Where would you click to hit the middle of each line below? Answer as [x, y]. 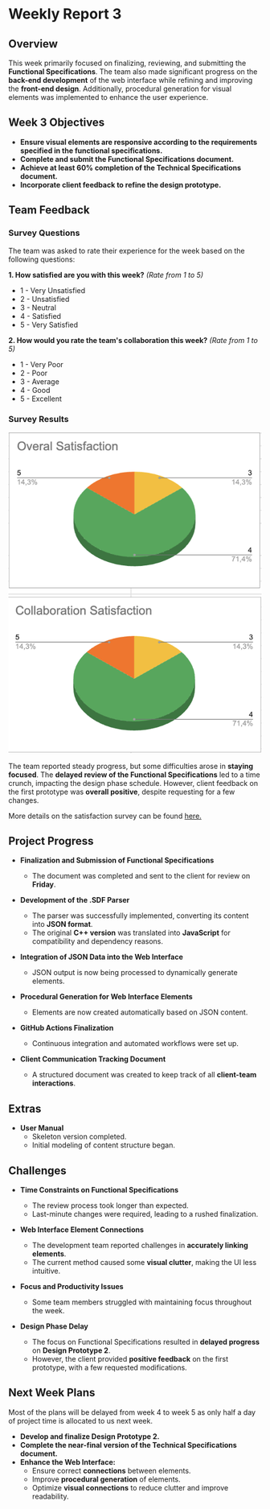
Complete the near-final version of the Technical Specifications [128, 1445]
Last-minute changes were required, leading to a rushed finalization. [145, 1214]
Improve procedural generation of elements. [106, 1479]
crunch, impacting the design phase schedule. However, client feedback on [133, 783]
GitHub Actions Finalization [67, 1028]
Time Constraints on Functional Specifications [99, 1190]
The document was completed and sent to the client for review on [141, 876]
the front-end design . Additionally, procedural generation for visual [120, 89]
